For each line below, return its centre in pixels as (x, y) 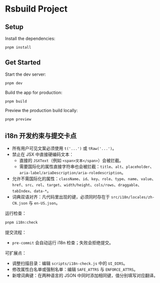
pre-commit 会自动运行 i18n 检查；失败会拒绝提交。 (63, 243)
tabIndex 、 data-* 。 (32, 191)
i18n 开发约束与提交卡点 (41, 136)
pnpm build (16, 101)
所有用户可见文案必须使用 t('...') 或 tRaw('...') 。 (64, 149)
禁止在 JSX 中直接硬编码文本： (43, 154)
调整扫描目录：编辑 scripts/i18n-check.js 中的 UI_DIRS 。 (70, 263)
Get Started (23, 62)
